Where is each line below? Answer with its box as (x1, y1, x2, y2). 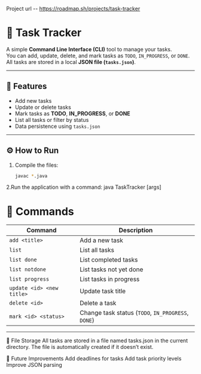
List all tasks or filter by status (14, 116, 89, 123)
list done (9, 256, 37, 263)
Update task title (80, 287, 126, 295)
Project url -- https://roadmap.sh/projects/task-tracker (6, 5, 141, 12)
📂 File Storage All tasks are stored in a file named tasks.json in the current (6, 337, 188, 344)
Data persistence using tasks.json (14, 122, 100, 130)
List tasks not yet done (80, 265, 144, 274)
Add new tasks (14, 97, 52, 104)
